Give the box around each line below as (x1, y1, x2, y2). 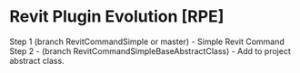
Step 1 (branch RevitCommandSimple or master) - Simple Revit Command (9, 36, 285, 47)
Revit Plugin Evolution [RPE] (9, 6, 225, 27)
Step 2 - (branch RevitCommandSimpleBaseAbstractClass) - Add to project (9, 45, 291, 56)
